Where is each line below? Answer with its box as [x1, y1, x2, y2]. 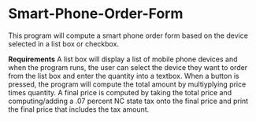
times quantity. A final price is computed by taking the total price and [8, 87, 232, 97]
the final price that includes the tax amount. [8, 104, 150, 114]
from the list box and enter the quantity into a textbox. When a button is [8, 71, 239, 80]
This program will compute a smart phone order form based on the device [8, 31, 248, 40]
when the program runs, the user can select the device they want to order [8, 62, 248, 72]
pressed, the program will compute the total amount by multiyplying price [8, 79, 247, 89]
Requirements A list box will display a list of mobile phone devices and [8, 54, 238, 64]
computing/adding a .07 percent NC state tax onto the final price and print [8, 96, 249, 105]
